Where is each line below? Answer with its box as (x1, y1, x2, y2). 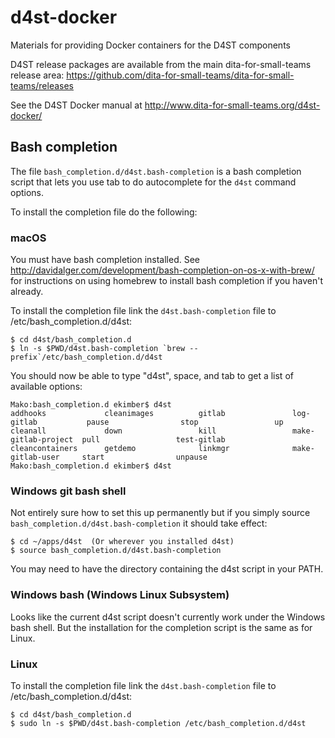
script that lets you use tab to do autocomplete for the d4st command (10, 176, 297, 188)
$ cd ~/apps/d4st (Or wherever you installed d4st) (10, 537, 235, 547)
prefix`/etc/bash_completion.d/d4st (10, 352, 163, 363)
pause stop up (86, 417, 284, 428)
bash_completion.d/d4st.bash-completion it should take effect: (10, 517, 268, 530)
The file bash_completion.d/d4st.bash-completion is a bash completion (10, 165, 302, 177)
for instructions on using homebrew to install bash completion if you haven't (10, 275, 324, 287)
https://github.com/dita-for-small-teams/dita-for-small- (66, 69, 295, 81)
